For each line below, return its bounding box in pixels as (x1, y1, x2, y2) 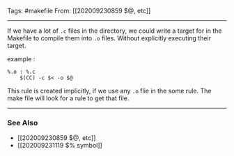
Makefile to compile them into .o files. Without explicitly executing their (7, 34, 211, 42)
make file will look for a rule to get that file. (7, 94, 130, 102)
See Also (7, 118, 38, 127)
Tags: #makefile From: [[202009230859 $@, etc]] (7, 7, 151, 15)
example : (7, 55, 36, 63)
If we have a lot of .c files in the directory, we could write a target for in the (7, 26, 222, 35)
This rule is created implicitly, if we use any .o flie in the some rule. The (7, 87, 212, 95)
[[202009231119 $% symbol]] (17, 141, 102, 150)
